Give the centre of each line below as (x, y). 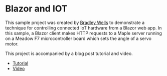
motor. (12, 43)
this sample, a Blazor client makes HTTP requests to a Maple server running (83, 33)
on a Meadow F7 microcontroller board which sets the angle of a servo (78, 38)
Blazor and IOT (36, 9)
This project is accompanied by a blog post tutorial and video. (69, 53)
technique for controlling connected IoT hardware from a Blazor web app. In (83, 27)
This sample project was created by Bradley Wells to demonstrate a (75, 22)
